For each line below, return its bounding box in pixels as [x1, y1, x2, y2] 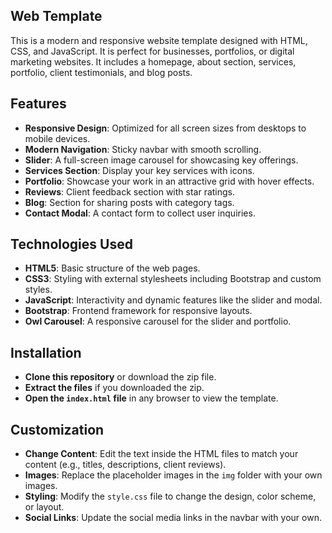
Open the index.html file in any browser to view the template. [24, 392, 279, 404]
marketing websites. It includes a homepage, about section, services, [10, 55, 297, 68]
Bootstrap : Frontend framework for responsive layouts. [24, 305, 253, 317]
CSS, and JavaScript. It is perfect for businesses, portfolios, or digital [10, 45, 295, 57]
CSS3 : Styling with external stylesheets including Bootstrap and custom [24, 273, 322, 285]
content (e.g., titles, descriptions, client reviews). [24, 459, 227, 471]
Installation [10, 344, 82, 361]
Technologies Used [10, 236, 133, 253]
